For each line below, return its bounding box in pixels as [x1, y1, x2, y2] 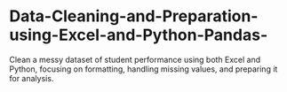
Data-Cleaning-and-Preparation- [9, 6, 259, 27]
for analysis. [9, 73, 54, 83]
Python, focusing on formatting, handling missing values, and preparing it [9, 64, 278, 74]
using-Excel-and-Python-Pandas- [9, 25, 268, 45]
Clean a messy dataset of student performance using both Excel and [9, 54, 261, 65]
